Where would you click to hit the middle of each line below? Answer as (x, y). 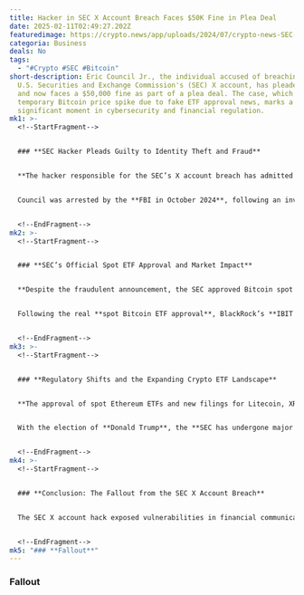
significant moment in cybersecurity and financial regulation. (141, 110)
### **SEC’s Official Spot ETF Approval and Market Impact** (135, 265)
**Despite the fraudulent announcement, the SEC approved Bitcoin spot (156, 290)
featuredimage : (38, 34)
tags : (19, 60)
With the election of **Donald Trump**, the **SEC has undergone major (156, 428)
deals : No (28, 52)
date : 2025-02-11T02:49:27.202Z (70, 26)
